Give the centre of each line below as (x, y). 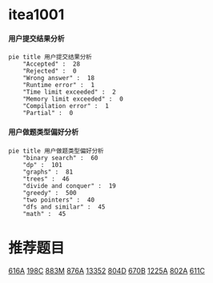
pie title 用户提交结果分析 (50, 58)
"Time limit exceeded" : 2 (69, 92)
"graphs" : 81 (48, 172)
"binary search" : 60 (60, 157)
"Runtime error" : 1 (58, 86)
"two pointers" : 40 (58, 200)
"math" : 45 (44, 213)
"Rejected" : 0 (50, 71)
